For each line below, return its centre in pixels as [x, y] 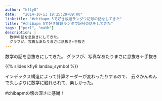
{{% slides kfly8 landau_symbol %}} [42, 66]
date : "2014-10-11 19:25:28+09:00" [44, 14]
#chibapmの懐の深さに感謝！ [35, 93]
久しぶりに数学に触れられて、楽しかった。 [52, 82]
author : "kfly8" [22, 10]
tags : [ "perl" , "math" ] [30, 28]
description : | [21, 33]
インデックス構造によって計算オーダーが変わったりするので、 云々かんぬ [79, 76]
